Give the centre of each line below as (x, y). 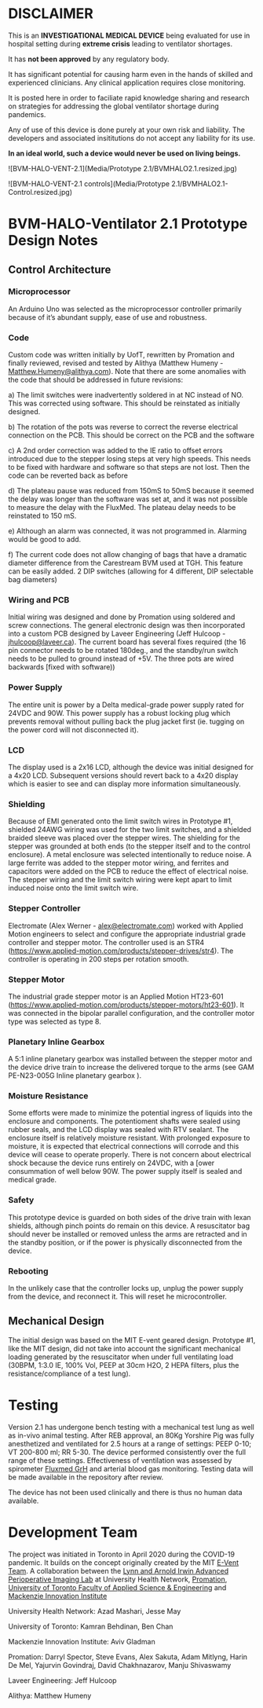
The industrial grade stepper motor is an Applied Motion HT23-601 (116, 996)
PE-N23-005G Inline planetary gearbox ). (75, 1076)
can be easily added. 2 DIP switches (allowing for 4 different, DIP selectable (131, 571)
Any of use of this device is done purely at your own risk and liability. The (127, 130)
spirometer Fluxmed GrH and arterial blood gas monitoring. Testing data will (131, 1468)
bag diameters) (33, 580)
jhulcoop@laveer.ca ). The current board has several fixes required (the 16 (127, 642)
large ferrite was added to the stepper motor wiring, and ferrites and (119, 863)
